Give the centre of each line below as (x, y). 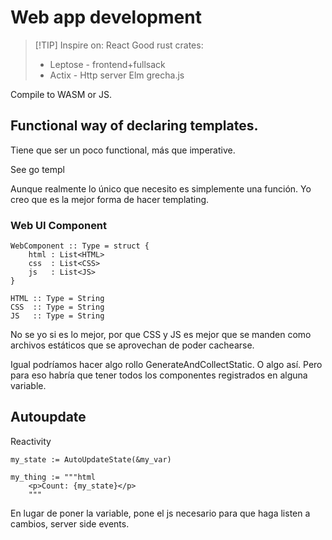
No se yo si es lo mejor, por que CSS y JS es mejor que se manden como (161, 335)
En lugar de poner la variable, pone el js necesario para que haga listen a (160, 513)
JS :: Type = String (57, 316)
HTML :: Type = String (57, 299)
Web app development (106, 17)
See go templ (37, 169)
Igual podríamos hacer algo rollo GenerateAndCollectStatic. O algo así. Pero (166, 365)
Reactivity (31, 441)
